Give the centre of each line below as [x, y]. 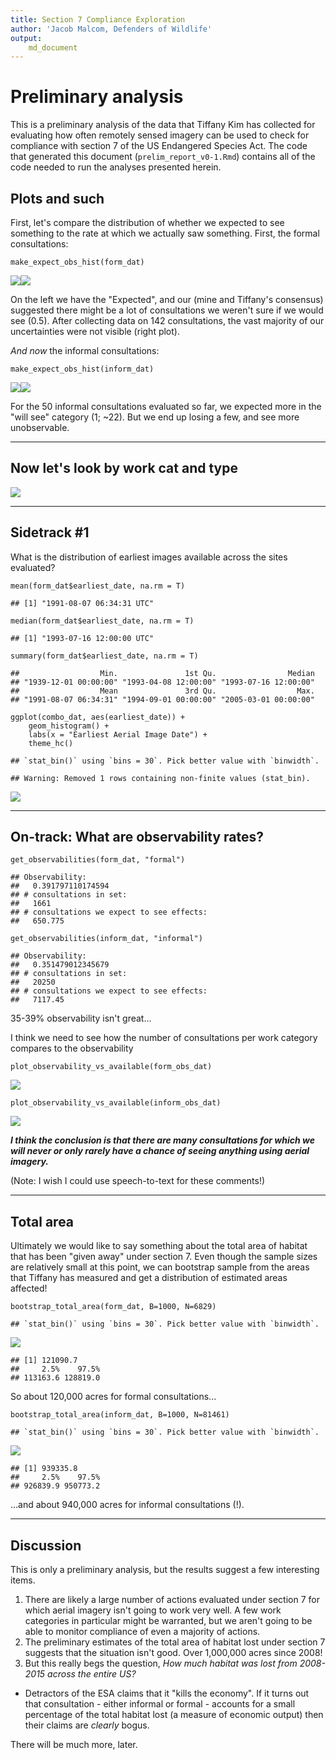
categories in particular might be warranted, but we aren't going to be [168, 1621]
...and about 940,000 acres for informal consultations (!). [127, 1505]
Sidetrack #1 [50, 532]
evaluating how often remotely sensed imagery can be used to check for [160, 135]
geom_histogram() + [69, 726]
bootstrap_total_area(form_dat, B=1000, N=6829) [113, 1307]
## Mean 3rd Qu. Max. [162, 691]
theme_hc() [51, 743]
